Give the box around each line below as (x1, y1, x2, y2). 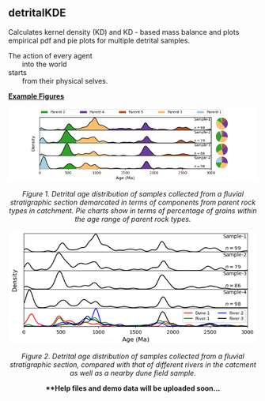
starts (8, 67, 28, 77)
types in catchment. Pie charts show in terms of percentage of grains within (9, 206, 257, 215)
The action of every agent (8, 51, 93, 60)
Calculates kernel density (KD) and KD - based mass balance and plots (8, 27, 240, 36)
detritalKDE (8, 6, 66, 20)
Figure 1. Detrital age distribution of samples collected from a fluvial (22, 189, 244, 198)
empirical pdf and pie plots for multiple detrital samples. (8, 36, 191, 45)
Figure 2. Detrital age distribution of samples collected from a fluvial (21, 351, 245, 361)
